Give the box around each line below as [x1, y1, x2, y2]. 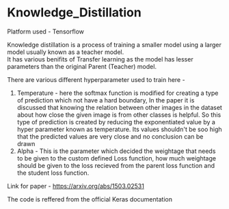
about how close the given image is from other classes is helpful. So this [16, 111, 221, 119]
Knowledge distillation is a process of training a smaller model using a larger [7, 40, 222, 48]
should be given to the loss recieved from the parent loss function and [16, 161, 215, 169]
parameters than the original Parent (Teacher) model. [7, 62, 157, 70]
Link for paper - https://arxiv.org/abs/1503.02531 [7, 182, 145, 190]
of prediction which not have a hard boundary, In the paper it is [16, 96, 195, 104]
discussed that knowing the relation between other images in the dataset [16, 103, 222, 111]
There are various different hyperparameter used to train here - [7, 75, 186, 83]
